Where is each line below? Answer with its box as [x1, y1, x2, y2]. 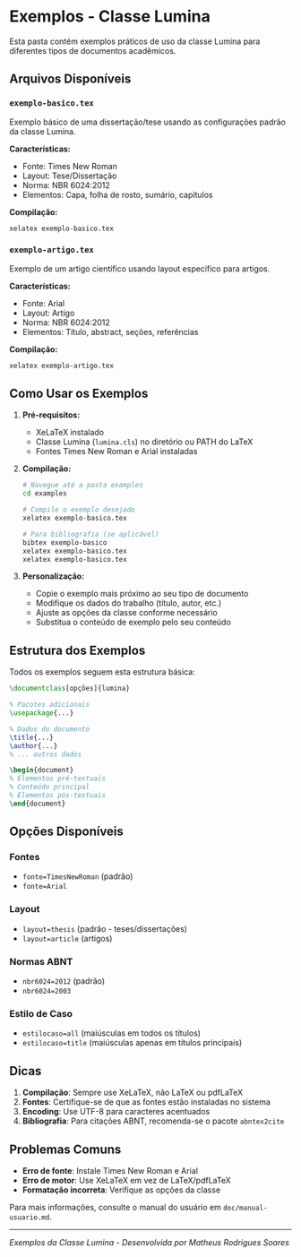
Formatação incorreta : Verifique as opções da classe [21, 1184, 221, 1195]
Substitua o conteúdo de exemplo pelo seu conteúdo [35, 616, 231, 628]
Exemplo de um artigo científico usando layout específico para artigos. [9, 263, 271, 274]
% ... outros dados [9, 750, 82, 759]
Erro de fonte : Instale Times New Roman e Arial [21, 1166, 199, 1175]
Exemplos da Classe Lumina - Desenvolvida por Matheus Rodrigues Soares [9, 1237, 289, 1247]
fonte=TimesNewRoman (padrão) [21, 871, 133, 882]
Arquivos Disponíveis [9, 72, 132, 87]
